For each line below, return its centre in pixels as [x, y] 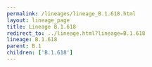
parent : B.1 [24, 46]
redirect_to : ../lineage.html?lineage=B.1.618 [76, 33]
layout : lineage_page [38, 20]
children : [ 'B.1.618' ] [40, 53]
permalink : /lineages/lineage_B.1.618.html [71, 14]
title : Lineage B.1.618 [42, 27]
